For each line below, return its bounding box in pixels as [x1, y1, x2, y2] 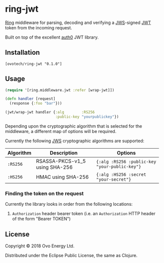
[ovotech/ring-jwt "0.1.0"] [5, 61, 62, 66]
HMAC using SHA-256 [36, 174, 89, 180]
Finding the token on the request [5, 190, 84, 197]
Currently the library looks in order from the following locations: [5, 201, 133, 207]
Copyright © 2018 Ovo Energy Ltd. [5, 243, 75, 249]
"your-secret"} [96, 176, 132, 182]
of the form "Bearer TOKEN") [12, 216, 71, 222]
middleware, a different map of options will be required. [5, 128, 117, 134]
